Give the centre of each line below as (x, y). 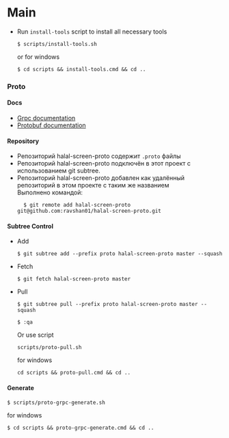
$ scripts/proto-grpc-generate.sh (56, 402)
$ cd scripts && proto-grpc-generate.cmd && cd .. (81, 428)
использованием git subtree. (58, 171)
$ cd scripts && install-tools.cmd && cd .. (81, 69)
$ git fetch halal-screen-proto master (74, 279)
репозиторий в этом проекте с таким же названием (93, 185)
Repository (23, 141)
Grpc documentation (46, 118)
